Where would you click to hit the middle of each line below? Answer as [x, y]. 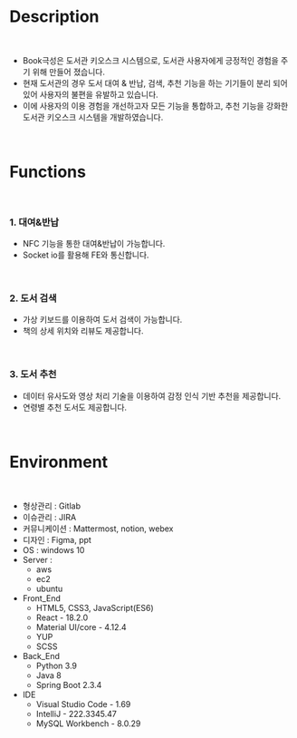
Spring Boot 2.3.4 [69, 685]
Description [54, 17]
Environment [59, 462]
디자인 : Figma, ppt [57, 539]
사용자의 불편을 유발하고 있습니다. [99, 94]
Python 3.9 [57, 665]
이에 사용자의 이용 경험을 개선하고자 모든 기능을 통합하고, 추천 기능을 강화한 [155, 105]
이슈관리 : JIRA [49, 517]
